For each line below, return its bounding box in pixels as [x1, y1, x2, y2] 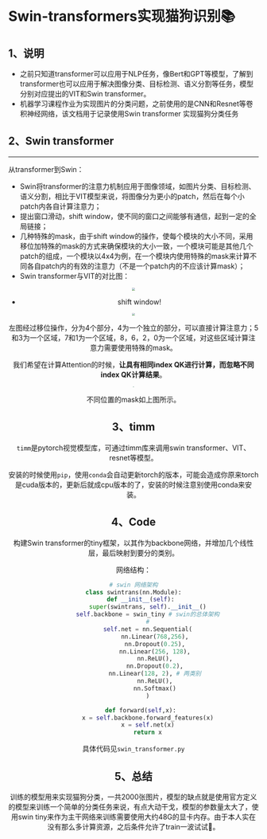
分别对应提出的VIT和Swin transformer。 [19, 89, 151, 98]
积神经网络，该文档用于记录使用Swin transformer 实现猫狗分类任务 [19, 109, 239, 118]
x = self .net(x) [120, 721, 175, 729]
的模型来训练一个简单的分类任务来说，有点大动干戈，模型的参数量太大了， [8, 802, 252, 811]
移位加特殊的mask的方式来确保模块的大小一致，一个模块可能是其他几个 [19, 241, 253, 251]
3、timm [111, 420, 156, 434]
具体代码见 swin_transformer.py [82, 744, 185, 754]
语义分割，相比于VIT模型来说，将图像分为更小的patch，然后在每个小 [19, 191, 245, 201]
